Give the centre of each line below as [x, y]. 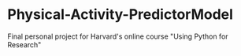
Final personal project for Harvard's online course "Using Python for [118, 36]
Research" [24, 44]
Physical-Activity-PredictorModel [120, 15]
